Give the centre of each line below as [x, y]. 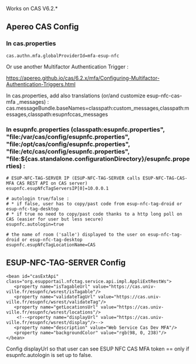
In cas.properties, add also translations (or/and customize [76, 96]
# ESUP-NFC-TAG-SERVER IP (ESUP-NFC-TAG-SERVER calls [73, 178]
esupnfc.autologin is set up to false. [49, 355]
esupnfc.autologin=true [35, 224]
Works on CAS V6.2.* [32, 8]
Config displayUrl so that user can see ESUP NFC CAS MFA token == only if [98, 349]
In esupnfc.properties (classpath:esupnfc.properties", [86, 130]
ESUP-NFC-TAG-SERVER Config [66, 263]
